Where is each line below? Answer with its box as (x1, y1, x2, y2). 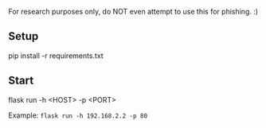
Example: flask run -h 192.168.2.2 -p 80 (8, 111, 148, 120)
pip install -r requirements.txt (8, 51, 104, 60)
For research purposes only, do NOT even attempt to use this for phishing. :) (8, 7, 259, 16)
